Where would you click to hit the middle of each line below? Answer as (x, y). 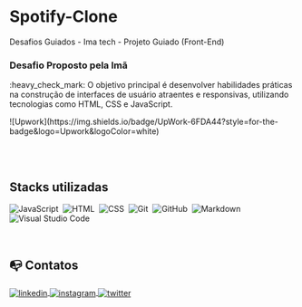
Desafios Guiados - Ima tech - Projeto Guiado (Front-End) (117, 42)
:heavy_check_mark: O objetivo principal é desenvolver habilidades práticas (151, 85)
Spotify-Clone (63, 17)
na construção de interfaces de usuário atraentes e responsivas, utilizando (149, 95)
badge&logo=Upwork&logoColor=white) (84, 131)
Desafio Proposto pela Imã (69, 65)
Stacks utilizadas (59, 187)
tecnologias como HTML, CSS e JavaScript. (91, 104)
